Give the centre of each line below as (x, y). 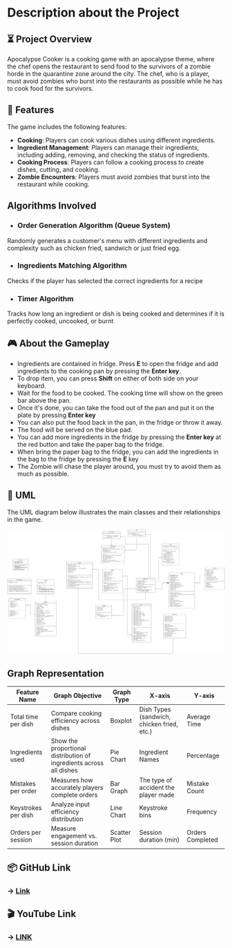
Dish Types (155, 710)
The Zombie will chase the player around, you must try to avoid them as (119, 466)
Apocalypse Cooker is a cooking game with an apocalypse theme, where (111, 59)
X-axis (160, 696)
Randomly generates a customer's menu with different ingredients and (107, 240)
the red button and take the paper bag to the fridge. (90, 444)
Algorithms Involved (52, 206)
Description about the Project (93, 13)
